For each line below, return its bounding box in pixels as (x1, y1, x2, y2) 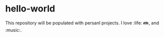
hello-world (5, 3, 56, 14)
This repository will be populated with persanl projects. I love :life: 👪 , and (5, 19, 159, 25)
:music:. (5, 27, 22, 33)
